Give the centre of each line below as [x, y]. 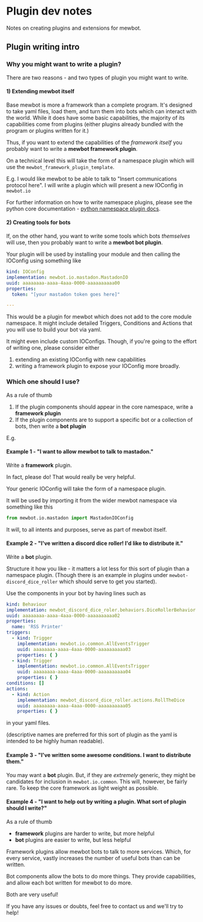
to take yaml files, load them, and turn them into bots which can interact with [101, 111]
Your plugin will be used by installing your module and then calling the [93, 254]
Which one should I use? [43, 382]
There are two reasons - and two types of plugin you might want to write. [97, 78]
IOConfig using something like [44, 261]
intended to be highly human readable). [55, 741]
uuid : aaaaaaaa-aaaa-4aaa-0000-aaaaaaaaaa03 [74, 649]
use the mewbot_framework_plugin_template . [60, 167]
